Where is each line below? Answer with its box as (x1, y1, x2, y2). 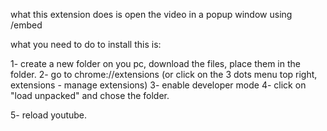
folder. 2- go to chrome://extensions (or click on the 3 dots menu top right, (10, 69, 318, 80)
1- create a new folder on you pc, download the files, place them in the (10, 58, 301, 69)
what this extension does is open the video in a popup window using (10, 9, 293, 20)
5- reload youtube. (10, 109, 88, 121)
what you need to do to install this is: (10, 39, 162, 50)
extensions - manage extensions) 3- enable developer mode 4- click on (10, 79, 307, 91)
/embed (10, 19, 43, 31)
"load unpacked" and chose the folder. (10, 90, 170, 101)
